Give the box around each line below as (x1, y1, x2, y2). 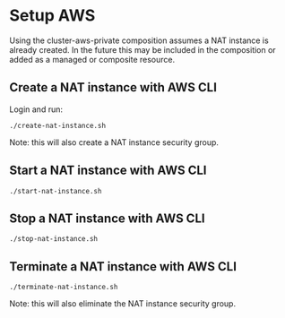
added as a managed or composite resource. (9, 54, 176, 64)
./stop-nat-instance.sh (9, 235, 99, 244)
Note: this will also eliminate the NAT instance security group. (9, 298, 236, 309)
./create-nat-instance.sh (9, 121, 106, 130)
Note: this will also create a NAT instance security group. (9, 136, 220, 148)
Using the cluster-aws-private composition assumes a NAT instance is (9, 35, 269, 46)
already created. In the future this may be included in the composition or (9, 44, 276, 55)
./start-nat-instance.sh (9, 186, 102, 195)
